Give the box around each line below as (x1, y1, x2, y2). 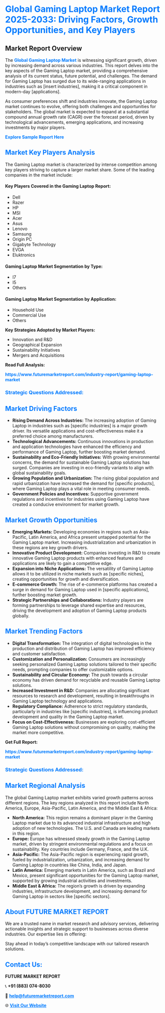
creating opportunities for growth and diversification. (12, 576, 120, 582)
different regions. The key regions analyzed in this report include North (5, 800, 149, 806)
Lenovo (12, 226, 28, 232)
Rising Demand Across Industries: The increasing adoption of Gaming (12, 417, 157, 423)
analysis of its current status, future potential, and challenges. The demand (5, 73, 158, 79)
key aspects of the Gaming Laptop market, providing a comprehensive (5, 68, 148, 74)
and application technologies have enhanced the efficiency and (12, 444, 141, 450)
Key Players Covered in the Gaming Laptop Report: (5, 183, 111, 189)
